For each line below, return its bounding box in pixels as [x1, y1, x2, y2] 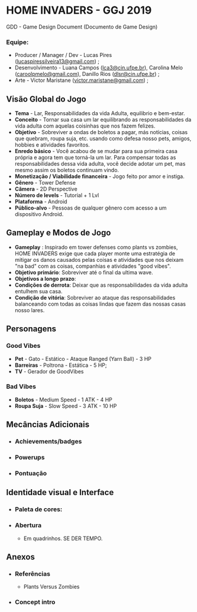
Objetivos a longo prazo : [14, 275, 76, 282]
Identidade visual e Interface [6, 487, 114, 497]
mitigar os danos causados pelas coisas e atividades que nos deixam [14, 256, 184, 263]
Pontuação [14, 470, 47, 477]
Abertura [14, 521, 42, 529]
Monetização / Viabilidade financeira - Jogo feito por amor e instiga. [14, 173, 185, 180]
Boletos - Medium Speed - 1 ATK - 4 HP [14, 396, 112, 403]
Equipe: [6, 38, 29, 46]
